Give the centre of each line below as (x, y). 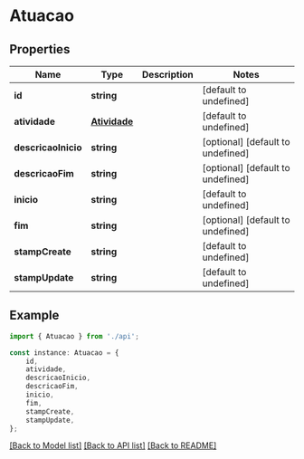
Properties (40, 49)
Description (167, 75)
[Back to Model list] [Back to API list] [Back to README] (113, 445)
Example (34, 316)
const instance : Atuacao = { (64, 353)
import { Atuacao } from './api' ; (75, 336)
